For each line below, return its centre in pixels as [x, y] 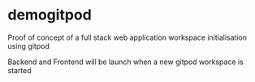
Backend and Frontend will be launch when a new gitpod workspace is [126, 62]
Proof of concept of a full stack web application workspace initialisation [127, 37]
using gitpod [28, 45]
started [19, 70]
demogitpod [50, 15]
